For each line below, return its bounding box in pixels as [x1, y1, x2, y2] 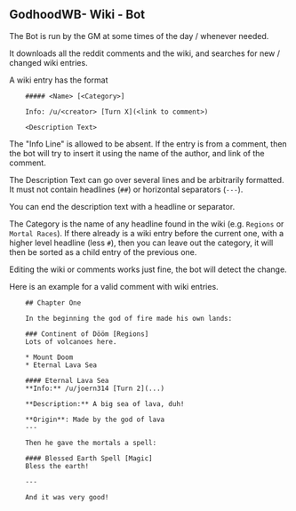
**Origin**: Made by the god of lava [25, 415, 165, 424]
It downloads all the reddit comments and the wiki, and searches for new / [9, 48, 281, 59]
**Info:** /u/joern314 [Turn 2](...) [25, 384, 165, 393]
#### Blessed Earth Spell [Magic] [25, 453, 153, 463]
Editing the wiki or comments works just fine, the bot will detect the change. [9, 264, 287, 275]
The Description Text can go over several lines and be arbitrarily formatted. [9, 174, 284, 185]
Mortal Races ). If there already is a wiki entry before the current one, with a [9, 228, 284, 238]
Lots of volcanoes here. [25, 337, 117, 346]
